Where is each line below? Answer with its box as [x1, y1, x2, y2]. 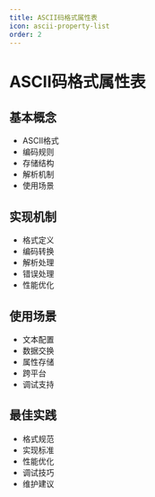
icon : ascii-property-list [9, 22, 110, 31]
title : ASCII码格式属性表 [9, 13, 99, 22]
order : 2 [9, 30, 42, 39]
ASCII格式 [22, 136, 60, 146]
